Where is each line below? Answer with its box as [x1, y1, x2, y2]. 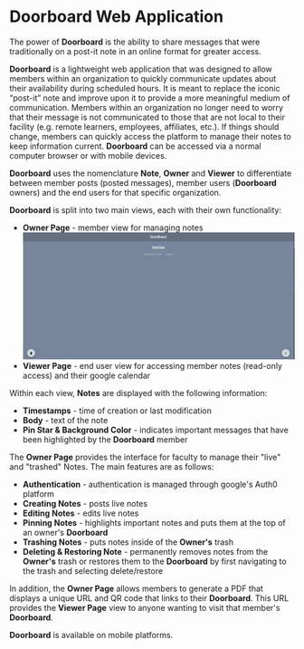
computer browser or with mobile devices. [9, 150, 167, 160]
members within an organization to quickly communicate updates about [9, 73, 277, 83]
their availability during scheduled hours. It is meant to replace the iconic [9, 82, 280, 93]
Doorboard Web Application [9, 6, 224, 27]
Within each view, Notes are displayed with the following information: [9, 388, 268, 399]
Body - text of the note [22, 415, 109, 426]
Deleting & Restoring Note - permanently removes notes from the [22, 547, 269, 557]
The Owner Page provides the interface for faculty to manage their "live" [9, 451, 281, 463]
